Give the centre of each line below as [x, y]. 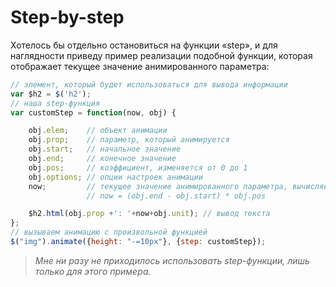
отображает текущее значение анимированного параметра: [140, 66]
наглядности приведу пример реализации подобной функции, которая [161, 55]
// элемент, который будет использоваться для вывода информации [149, 84]
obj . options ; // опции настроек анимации [115, 177]
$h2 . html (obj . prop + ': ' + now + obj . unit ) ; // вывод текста [149, 214]
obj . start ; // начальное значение [105, 149]
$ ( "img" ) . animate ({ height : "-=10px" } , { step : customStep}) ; [138, 242]
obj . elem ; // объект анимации [98, 131]
